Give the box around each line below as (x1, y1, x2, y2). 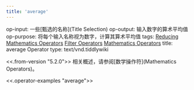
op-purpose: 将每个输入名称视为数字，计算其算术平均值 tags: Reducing (6, 33, 179, 40)
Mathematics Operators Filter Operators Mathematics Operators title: (6, 39, 173, 46)
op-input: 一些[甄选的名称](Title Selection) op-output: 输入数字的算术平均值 (6, 25, 188, 32)
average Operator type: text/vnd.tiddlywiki (6, 45, 109, 53)
